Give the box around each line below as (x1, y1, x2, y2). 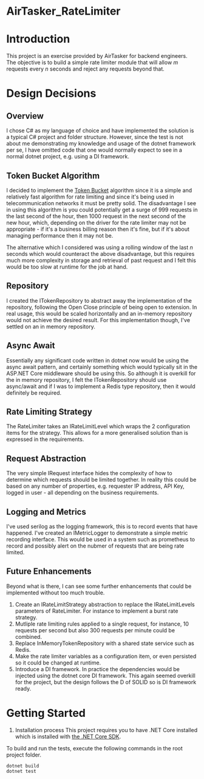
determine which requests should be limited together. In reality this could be (6, 476, 197, 484)
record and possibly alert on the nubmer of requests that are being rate (6, 542, 185, 549)
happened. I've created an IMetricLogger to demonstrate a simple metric (6, 529, 188, 537)
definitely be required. (6, 389, 62, 397)
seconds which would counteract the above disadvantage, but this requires (6, 250, 195, 257)
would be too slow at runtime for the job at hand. (6, 263, 128, 270)
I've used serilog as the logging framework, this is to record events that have (6, 523, 198, 530)
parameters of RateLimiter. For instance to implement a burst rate (15, 607, 178, 615)
